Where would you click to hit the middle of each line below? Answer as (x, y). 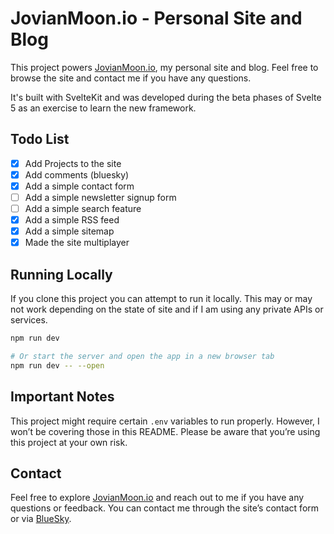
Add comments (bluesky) (77, 174)
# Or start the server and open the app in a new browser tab (142, 356)
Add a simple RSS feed (72, 220)
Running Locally (61, 274)
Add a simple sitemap (69, 231)
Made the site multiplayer (77, 243)
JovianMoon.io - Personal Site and (156, 18)
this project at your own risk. (69, 442)
